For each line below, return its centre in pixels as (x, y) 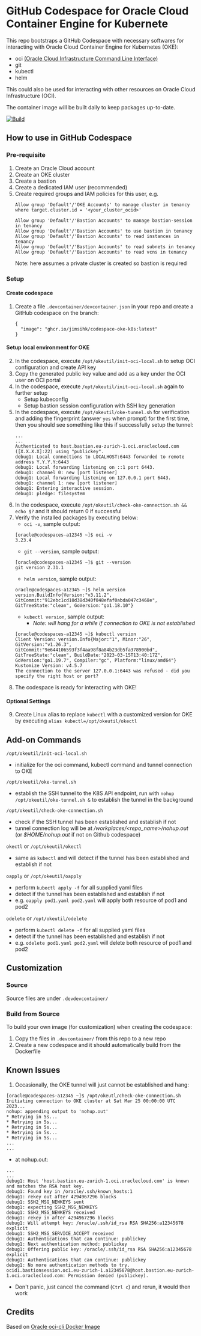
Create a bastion (35, 181)
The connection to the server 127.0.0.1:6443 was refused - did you (102, 671)
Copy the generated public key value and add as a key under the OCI (100, 373)
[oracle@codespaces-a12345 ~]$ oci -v (63, 535)
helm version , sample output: (60, 579)
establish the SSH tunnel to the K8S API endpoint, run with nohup (94, 793)
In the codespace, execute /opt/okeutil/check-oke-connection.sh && (101, 505)
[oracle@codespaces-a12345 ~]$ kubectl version (75, 634)
